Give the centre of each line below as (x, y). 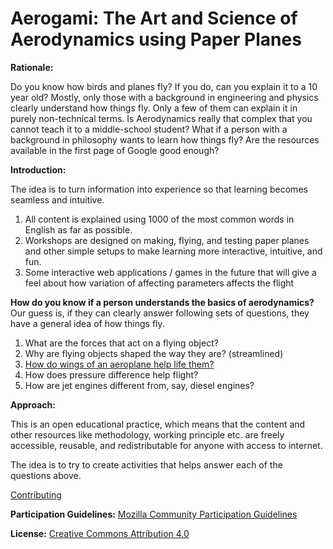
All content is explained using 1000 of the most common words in (159, 219)
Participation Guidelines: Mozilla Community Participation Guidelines (154, 514)
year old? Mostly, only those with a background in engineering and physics (164, 97)
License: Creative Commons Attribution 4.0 (100, 533)
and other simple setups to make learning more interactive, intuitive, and (173, 251)
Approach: (33, 404)
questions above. (46, 475)
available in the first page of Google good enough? (115, 150)
